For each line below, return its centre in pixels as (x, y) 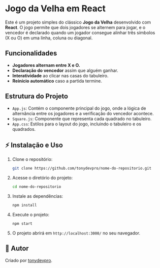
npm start (22, 224)
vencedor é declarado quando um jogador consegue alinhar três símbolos (80, 32)
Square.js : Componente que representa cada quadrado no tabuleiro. (82, 119)
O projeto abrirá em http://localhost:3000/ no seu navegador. (76, 233)
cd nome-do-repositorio (37, 187)
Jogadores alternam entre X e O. (46, 65)
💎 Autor (17, 249)
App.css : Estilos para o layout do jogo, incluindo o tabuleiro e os (77, 124)
